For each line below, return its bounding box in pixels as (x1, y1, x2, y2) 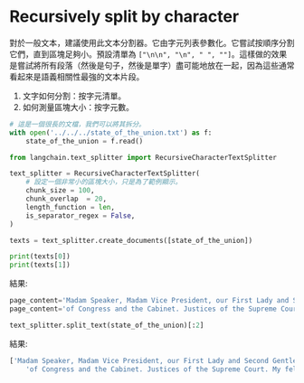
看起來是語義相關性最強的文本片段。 (9, 70, 145, 82)
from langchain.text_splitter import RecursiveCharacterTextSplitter (9, 153, 278, 162)
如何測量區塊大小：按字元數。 (22, 101, 134, 112)
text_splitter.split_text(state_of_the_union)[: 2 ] (9, 321, 204, 330)
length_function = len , (25, 202, 116, 211)
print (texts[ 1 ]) (9, 260, 71, 270)
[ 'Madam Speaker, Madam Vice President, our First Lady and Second (9, 356, 270, 365)
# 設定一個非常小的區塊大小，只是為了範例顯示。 (25, 178, 183, 187)
